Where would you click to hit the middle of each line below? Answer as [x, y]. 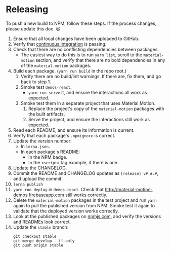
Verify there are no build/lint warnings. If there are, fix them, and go [91, 76]
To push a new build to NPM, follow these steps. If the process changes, [81, 23]
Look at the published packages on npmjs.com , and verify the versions [87, 216]
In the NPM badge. [48, 157]
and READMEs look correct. [42, 222]
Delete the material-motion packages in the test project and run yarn [85, 200]
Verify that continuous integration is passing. [60, 44]
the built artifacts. [47, 114]
